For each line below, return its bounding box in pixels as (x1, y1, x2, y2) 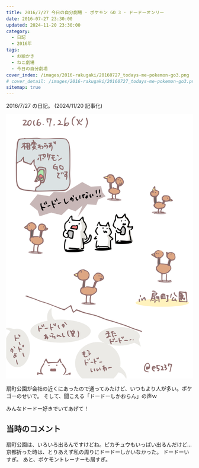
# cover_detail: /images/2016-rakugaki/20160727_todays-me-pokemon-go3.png (6, 78, 197, 84)
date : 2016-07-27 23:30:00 (6, 15, 73, 22)
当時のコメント (6, 424, 61, 434)
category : (6, 28, 31, 34)
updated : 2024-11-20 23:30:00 (6, 22, 81, 28)
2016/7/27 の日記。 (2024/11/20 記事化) (6, 102, 102, 110)
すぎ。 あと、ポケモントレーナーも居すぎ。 (6, 456, 111, 463)
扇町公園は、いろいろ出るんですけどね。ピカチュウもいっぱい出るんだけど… (6, 441, 192, 448)
